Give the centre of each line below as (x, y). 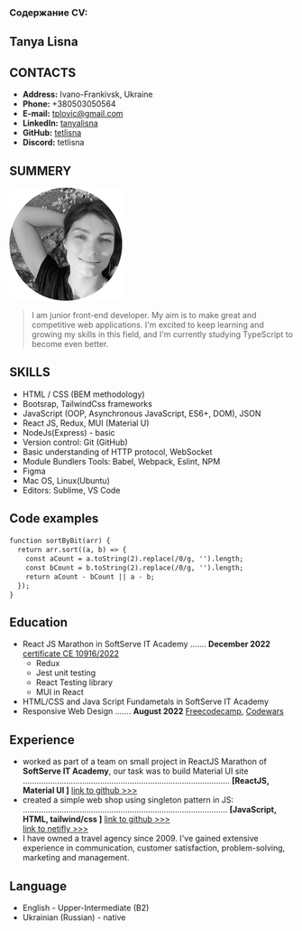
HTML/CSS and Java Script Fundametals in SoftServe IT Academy (145, 701)
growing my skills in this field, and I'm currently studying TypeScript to (162, 334)
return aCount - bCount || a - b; (90, 577)
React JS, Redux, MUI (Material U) (86, 423)
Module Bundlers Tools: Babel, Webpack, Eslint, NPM (121, 461)
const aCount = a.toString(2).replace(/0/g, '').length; (135, 559)
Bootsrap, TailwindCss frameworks (87, 403)
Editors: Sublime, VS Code (71, 490)
